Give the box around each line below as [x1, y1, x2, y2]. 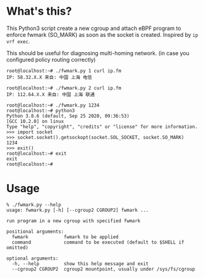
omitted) [6, 244, 29, 250]
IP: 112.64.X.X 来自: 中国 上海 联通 [6, 91, 95, 97]
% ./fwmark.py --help [6, 201, 62, 208]
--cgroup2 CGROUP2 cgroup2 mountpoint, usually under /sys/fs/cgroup [12, 266, 195, 272]
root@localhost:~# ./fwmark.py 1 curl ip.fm [6, 67, 122, 74]
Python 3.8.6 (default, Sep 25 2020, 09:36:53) [6, 113, 130, 119]
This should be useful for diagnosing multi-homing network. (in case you [6, 49, 189, 56]
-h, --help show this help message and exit [12, 260, 149, 267]
